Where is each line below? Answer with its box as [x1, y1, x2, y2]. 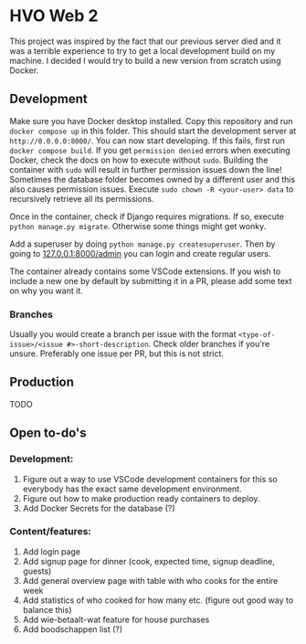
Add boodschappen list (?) [22, 623, 123, 635]
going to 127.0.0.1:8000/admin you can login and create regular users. [9, 248, 271, 259]
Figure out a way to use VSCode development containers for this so [22, 473, 278, 484]
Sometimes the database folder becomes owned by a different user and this [9, 174, 296, 185]
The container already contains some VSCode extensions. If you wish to [9, 266, 281, 277]
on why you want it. [9, 285, 84, 296]
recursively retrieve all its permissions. [9, 193, 154, 204]
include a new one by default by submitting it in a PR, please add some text [9, 275, 292, 286]
